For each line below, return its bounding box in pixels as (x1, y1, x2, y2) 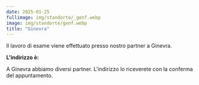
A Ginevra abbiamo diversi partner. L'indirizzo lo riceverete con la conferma (6, 66, 194, 73)
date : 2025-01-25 (6, 8, 50, 15)
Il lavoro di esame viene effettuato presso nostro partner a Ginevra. (6, 42, 173, 49)
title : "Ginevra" (6, 25, 50, 32)
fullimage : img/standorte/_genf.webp (6, 14, 101, 20)
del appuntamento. (6, 72, 53, 79)
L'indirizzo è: (6, 54, 39, 61)
